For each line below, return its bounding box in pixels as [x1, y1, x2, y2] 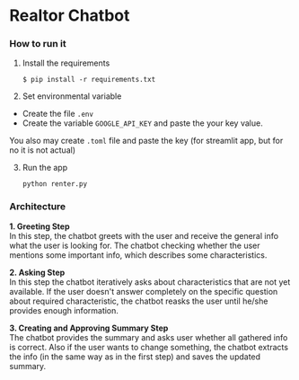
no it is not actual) [9, 145, 76, 155]
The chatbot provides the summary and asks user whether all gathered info [9, 331, 288, 342]
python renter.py [22, 180, 88, 189]
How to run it [9, 38, 66, 50]
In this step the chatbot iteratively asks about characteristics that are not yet [9, 276, 291, 287]
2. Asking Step [9, 267, 66, 278]
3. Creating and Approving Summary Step [9, 323, 169, 333]
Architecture [9, 200, 66, 213]
